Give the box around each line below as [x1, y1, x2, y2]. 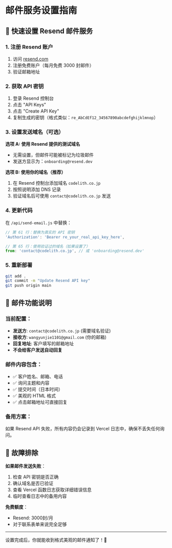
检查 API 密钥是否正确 [12, 474, 59, 480]
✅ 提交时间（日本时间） [12, 386, 63, 392]
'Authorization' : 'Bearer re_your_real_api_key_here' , [5, 234, 125, 239]
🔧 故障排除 [5, 448, 38, 457]
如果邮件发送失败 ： [5, 463, 46, 469]
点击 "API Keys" [12, 102, 47, 108]
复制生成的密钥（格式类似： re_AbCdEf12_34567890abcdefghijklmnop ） [12, 115, 159, 121]
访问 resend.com [12, 56, 49, 62]
